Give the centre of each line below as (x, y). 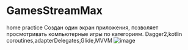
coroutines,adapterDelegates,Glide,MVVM (60, 40)
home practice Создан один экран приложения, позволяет (82, 27)
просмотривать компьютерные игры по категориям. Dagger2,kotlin (94, 34)
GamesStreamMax (54, 11)
